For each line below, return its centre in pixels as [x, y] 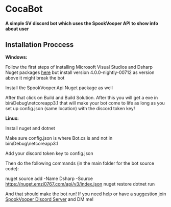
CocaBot [24, 9]
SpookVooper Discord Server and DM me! [49, 199]
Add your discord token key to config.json [49, 153]
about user [17, 29]
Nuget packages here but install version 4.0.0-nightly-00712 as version [80, 72]
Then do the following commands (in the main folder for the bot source [80, 163]
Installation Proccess [40, 45]
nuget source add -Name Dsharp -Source [49, 178]
